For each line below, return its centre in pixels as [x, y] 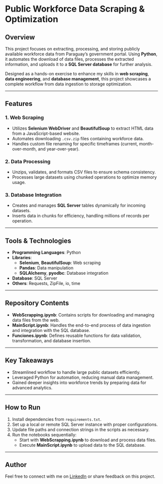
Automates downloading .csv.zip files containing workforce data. [78, 138]
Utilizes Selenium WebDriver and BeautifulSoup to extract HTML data [83, 128]
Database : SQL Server [34, 278]
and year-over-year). [59, 149]
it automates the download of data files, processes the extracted [70, 59]
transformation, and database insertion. [51, 340]
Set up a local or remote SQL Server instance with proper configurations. [85, 424]
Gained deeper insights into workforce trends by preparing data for [79, 383]
